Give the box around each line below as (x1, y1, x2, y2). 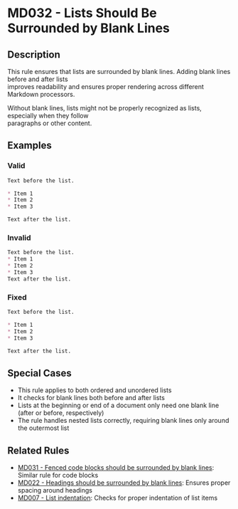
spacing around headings (17, 486, 92, 495)
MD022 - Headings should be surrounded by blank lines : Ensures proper (17, 478, 231, 487)
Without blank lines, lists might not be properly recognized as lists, (7, 104, 202, 112)
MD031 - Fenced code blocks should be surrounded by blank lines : (17, 463, 215, 472)
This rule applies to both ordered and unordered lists (17, 386, 172, 394)
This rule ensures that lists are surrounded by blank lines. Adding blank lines (7, 68, 231, 75)
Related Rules (7, 444, 70, 456)
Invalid (7, 233, 31, 243)
